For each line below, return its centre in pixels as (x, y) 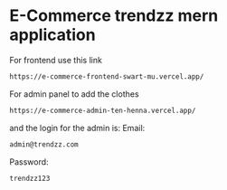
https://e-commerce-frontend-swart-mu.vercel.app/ (107, 76)
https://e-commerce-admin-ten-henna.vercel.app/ (103, 110)
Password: (29, 161)
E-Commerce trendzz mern (114, 16)
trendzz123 (30, 178)
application (53, 35)
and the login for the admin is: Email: (77, 128)
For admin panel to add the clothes (74, 94)
